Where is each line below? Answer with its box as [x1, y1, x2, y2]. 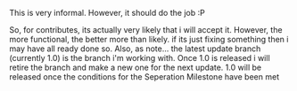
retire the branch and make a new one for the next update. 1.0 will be [9, 62, 262, 72]
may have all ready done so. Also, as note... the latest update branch [9, 43, 261, 54]
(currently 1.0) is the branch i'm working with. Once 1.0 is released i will [9, 53, 270, 63]
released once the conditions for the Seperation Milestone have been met [9, 72, 279, 82]
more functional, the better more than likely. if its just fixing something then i [9, 34, 289, 44]
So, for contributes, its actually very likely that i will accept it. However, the [9, 25, 283, 34]
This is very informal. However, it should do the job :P [9, 8, 205, 18]
